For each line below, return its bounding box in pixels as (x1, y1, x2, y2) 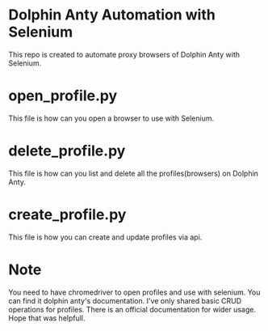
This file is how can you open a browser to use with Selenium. (8, 113, 215, 123)
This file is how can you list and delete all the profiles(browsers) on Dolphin (8, 168, 258, 178)
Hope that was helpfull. (8, 313, 86, 323)
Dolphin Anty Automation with (8, 6, 216, 24)
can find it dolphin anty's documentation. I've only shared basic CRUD (8, 295, 242, 305)
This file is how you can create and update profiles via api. (8, 232, 203, 242)
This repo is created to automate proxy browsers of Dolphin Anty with (8, 49, 241, 59)
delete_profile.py (8, 142, 126, 160)
